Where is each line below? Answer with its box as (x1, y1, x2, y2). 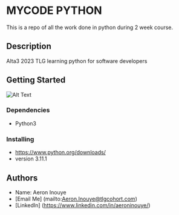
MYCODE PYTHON (6, 4, 102, 18)
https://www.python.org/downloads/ (15, 149, 106, 156)
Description (6, 41, 51, 51)
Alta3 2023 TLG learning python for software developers (6, 57, 148, 64)
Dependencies (6, 106, 50, 114)
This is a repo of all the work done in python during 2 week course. (6, 24, 174, 31)
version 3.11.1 (15, 155, 47, 162)
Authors (6, 173, 38, 183)
